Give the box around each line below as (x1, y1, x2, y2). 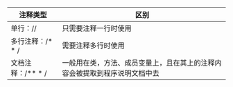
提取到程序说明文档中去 (83, 68, 159, 78)
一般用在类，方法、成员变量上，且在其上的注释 (62, 58, 215, 68)
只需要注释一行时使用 (62, 23, 132, 33)
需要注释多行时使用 (62, 41, 125, 50)
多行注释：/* (10, 37, 53, 46)
